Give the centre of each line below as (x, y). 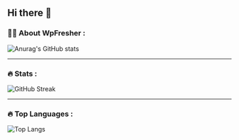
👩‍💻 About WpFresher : (47, 33)
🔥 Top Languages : (40, 114)
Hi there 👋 (30, 13)
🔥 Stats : (22, 74)
